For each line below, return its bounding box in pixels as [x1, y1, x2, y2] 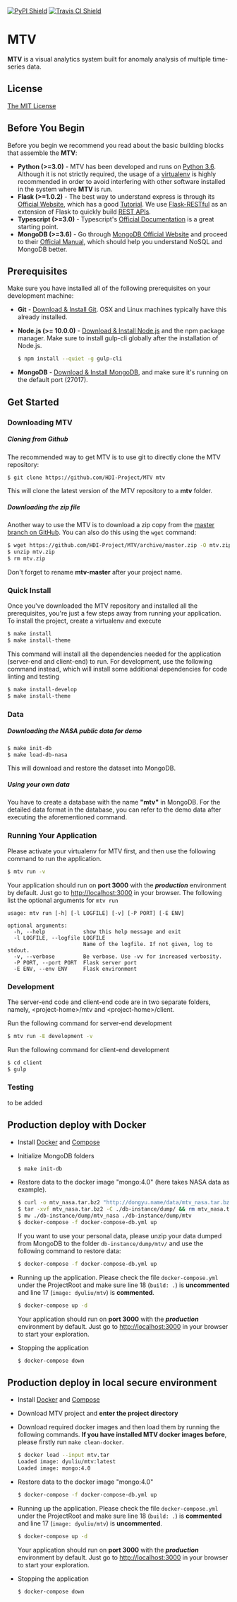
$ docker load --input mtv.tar [17, 1451, 110, 1459]
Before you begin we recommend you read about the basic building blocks [7, 141, 224, 149]
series [7, 62, 25, 71]
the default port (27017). [17, 376, 88, 384]
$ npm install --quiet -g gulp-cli [17, 355, 123, 362]
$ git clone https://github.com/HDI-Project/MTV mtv [7, 474, 166, 481]
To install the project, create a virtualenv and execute [7, 616, 162, 626]
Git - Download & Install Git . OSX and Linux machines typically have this [17, 305, 227, 314]
